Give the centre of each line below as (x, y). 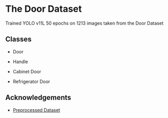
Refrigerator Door (31, 81)
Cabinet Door (27, 71)
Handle (20, 62)
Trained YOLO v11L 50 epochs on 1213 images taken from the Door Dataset (84, 23)
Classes (18, 39)
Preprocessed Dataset (36, 110)
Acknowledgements (38, 98)
